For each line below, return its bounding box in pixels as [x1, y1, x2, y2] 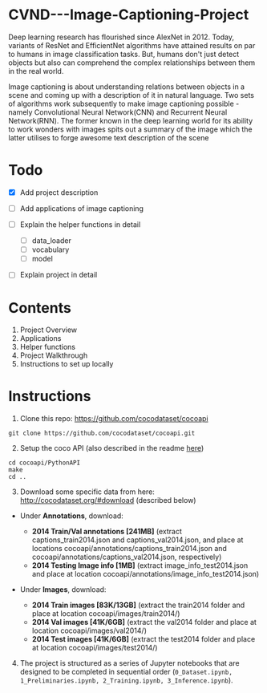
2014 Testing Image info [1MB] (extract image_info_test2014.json [31, 561, 249, 570]
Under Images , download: [19, 585, 107, 594]
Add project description [19, 187, 99, 197]
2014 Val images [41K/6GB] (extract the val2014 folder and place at [31, 618, 257, 627]
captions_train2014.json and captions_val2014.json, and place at [31, 535, 244, 545]
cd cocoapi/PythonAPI [8, 459, 81, 467]
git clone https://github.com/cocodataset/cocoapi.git [8, 429, 196, 438]
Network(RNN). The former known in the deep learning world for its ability [8, 115, 253, 125]
